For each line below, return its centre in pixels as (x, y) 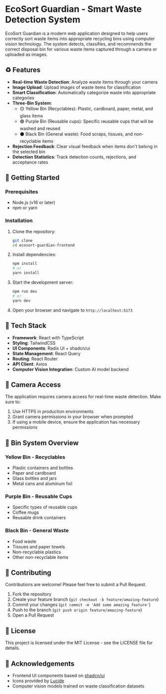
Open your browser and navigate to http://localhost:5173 (72, 310)
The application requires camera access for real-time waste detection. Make (83, 397)
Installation (19, 220)
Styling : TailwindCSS (34, 343)
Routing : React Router (35, 359)
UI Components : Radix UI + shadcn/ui (51, 348)
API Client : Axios (30, 364)
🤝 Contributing (28, 573)
